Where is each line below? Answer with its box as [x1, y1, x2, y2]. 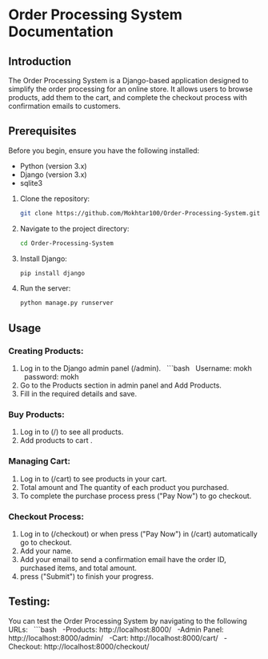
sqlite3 [19, 178, 42, 187]
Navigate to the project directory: [19, 223, 130, 233]
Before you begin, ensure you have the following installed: [8, 146, 200, 155]
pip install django [19, 269, 86, 277]
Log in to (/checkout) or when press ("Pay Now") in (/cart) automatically [19, 528, 258, 538]
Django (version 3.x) [19, 170, 87, 179]
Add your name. [19, 546, 74, 556]
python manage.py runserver [19, 299, 114, 307]
